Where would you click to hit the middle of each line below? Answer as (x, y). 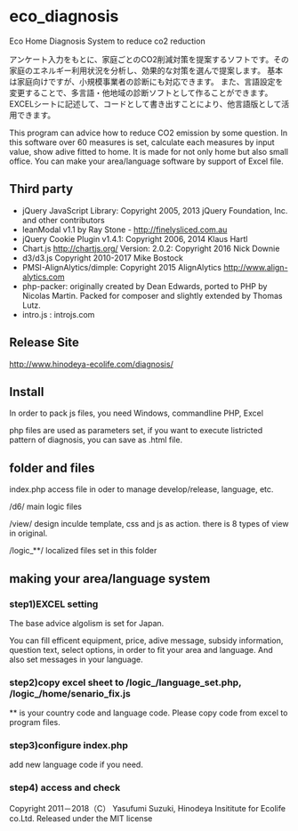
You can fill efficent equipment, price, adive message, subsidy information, (146, 640)
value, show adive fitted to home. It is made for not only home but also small (149, 151)
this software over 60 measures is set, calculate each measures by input (142, 142)
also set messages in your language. (77, 659)
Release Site (44, 343)
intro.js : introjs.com (58, 314)
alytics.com (43, 277)
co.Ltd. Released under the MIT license (81, 818)
